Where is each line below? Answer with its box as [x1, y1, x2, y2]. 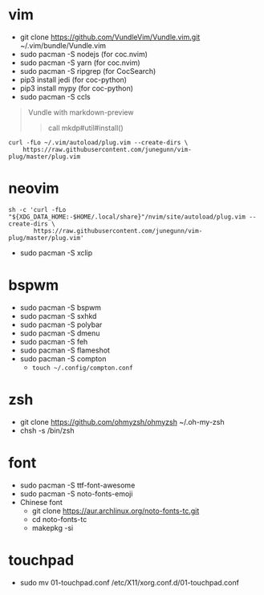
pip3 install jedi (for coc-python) [19, 75, 127, 84]
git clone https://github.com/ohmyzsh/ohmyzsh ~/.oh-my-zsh [19, 417, 225, 426]
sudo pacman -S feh [19, 336, 88, 346]
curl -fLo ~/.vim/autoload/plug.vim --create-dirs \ [8, 138, 189, 146]
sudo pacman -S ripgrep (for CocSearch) [19, 66, 156, 75]
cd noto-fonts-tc [31, 514, 87, 524]
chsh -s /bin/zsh [19, 426, 75, 435]
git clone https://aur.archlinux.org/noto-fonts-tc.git [31, 506, 200, 516]
